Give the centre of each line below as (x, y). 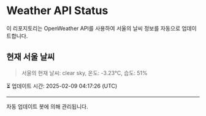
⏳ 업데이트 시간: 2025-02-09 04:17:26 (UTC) (62, 85)
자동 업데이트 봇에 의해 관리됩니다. (47, 106)
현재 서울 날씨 (31, 57)
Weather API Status (57, 11)
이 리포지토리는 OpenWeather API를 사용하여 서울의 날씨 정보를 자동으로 (93, 28)
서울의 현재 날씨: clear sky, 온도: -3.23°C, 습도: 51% (85, 73)
